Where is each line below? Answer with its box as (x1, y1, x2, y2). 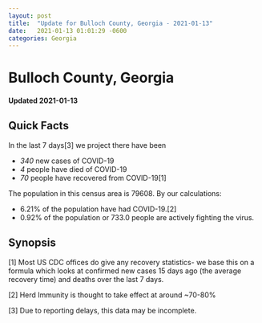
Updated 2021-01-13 (8, 96, 79, 105)
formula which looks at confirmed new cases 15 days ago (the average (8, 266, 242, 276)
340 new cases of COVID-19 (19, 156, 115, 166)
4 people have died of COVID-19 (19, 164, 127, 174)
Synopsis (8, 236, 56, 250)
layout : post (8, 11, 52, 20)
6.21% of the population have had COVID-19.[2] (19, 204, 177, 214)
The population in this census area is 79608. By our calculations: (8, 188, 222, 198)
